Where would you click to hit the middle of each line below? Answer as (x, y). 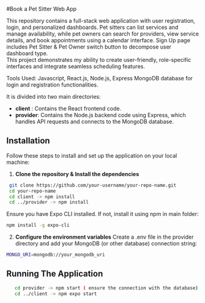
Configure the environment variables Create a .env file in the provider (104, 237)
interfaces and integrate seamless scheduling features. (76, 66)
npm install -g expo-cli (38, 225)
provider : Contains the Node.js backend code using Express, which (100, 115)
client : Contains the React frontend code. (68, 109)
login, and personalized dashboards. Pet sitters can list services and (92, 27)
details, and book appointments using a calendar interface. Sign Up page (99, 40)
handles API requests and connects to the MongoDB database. (95, 121)
